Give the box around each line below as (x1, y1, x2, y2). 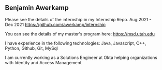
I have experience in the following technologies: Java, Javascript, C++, (5, 40, 147, 46)
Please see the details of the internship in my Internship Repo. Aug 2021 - (5, 16, 151, 22)
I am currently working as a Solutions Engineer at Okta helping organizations (5, 55, 158, 60)
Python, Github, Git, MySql (5, 45, 58, 51)
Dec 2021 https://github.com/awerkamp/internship (5, 22, 106, 27)
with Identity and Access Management (5, 59, 82, 65)
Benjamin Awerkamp (5, 4, 69, 12)
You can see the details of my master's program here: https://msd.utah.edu (5, 31, 155, 36)
